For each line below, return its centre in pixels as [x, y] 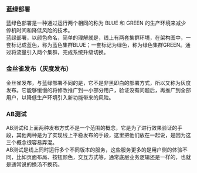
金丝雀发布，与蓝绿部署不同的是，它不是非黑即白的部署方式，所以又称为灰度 [98, 82]
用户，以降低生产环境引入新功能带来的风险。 [60, 97]
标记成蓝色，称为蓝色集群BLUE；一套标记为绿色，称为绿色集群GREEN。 [98, 45]
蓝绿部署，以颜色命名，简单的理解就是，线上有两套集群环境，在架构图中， [96, 38]
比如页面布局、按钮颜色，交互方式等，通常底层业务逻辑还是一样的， [98, 157]
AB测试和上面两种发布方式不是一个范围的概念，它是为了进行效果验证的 [92, 127]
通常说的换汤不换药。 [37, 164]
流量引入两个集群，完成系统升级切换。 [62, 52]
